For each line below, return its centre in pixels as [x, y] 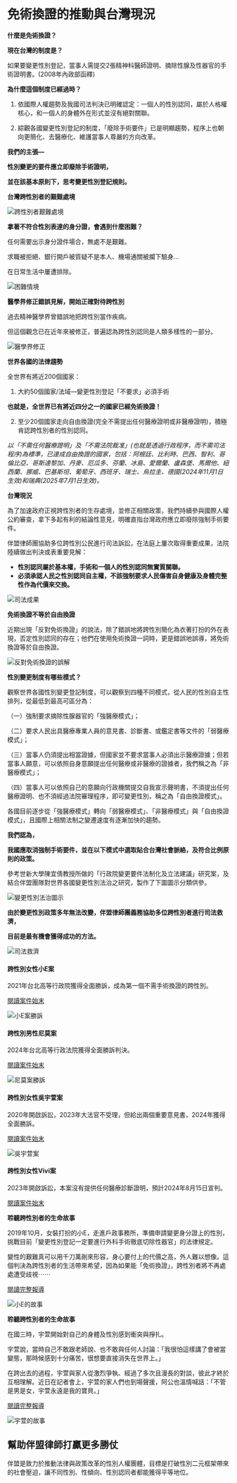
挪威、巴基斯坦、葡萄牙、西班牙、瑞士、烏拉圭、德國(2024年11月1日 [124, 471]
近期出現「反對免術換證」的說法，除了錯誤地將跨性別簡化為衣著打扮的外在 [115, 629]
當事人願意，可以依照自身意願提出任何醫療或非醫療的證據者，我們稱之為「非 [118, 763]
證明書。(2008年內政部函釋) [54, 74]
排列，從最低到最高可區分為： [50, 701]
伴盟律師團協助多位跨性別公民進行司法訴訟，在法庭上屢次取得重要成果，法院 [118, 543]
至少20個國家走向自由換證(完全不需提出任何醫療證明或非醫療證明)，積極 [122, 421]
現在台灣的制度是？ [35, 50]
